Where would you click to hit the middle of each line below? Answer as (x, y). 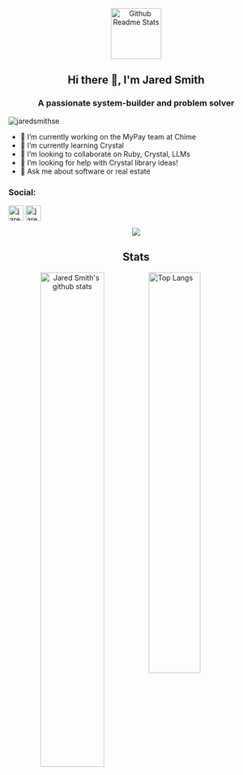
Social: (22, 192)
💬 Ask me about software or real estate (85, 171)
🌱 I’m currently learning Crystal (72, 145)
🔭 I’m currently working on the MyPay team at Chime (108, 136)
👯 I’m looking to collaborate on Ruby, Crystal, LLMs (105, 153)
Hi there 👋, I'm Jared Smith (136, 80)
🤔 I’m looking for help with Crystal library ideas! (99, 162)
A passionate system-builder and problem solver (136, 103)
